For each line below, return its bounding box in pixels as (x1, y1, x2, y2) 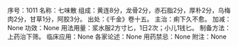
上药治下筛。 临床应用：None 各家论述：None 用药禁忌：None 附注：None (7, 32, 227, 41)
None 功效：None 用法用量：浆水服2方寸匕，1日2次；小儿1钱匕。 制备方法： (7, 24, 232, 32)
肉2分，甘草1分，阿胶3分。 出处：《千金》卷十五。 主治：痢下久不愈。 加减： (7, 15, 232, 23)
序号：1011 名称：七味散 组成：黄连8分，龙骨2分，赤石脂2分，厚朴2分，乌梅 (7, 6, 231, 14)
